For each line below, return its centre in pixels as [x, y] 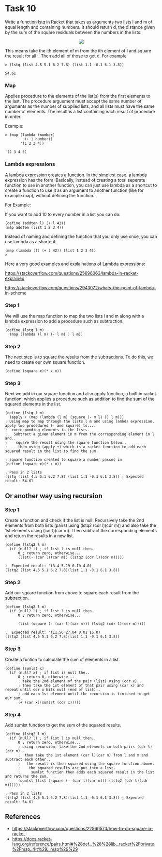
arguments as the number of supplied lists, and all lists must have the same [80, 106]
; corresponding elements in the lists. [47, 430]
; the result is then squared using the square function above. [86, 764]
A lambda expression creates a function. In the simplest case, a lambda [76, 175]
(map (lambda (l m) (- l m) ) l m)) [46, 334]
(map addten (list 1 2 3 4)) [34, 227]
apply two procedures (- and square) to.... [51, 426]
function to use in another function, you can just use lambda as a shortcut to [81, 185]
